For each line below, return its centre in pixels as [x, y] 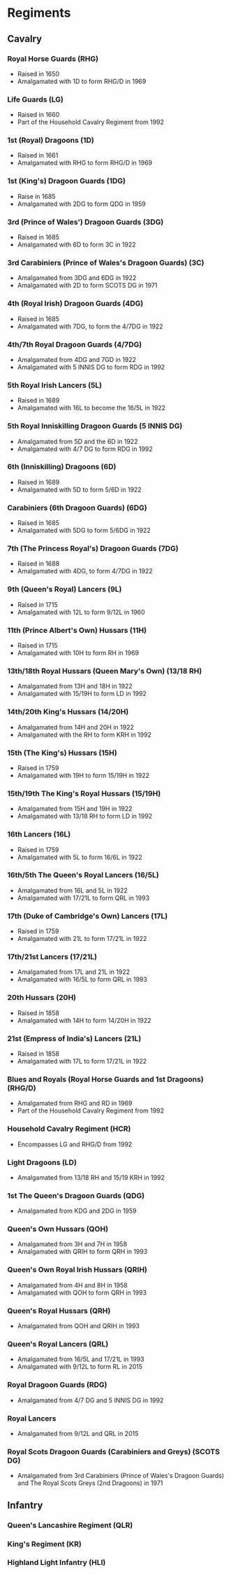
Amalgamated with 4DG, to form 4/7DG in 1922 [85, 571]
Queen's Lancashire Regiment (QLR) [70, 1525]
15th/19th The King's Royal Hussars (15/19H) [84, 793]
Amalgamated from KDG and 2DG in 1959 [77, 1211]
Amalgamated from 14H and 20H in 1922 [75, 727]
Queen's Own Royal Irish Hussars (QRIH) [77, 1270]
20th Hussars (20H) [42, 998]
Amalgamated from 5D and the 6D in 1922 [77, 441]
